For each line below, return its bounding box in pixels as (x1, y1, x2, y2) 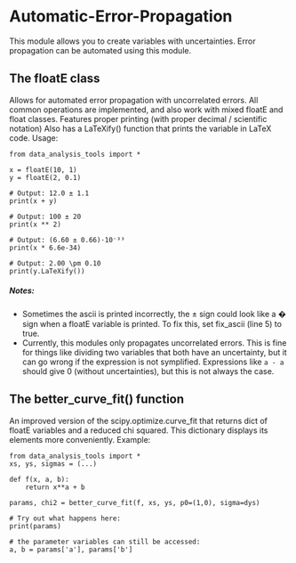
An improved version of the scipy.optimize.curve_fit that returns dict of (9, 415, 268, 426)
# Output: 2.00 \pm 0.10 (9, 258, 101, 268)
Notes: (9, 285, 36, 296)
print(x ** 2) (9, 220, 62, 229)
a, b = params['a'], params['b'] (9, 545, 133, 554)
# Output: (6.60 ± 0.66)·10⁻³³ (9, 235, 125, 244)
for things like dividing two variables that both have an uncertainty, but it (21, 347, 287, 357)
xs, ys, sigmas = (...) (9, 459, 98, 469)
